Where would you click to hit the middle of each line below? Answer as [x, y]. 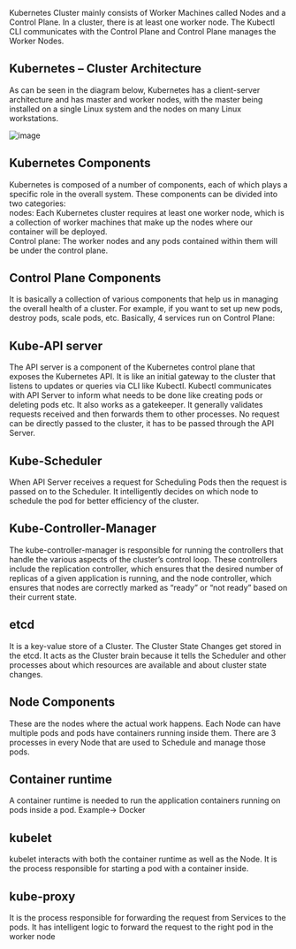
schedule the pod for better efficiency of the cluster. [104, 501]
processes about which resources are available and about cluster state [138, 665]
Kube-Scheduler [56, 460]
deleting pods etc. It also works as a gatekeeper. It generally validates [136, 405]
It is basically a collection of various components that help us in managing [144, 299]
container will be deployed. [58, 231]
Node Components [62, 702]
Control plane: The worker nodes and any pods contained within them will [144, 241]
